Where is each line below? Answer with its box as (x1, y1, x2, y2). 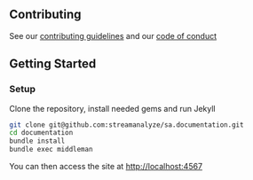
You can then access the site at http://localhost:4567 (9, 161, 202, 171)
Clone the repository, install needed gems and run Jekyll (9, 103, 216, 113)
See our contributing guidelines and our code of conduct (9, 30, 217, 41)
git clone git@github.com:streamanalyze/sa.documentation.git (9, 120, 244, 129)
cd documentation (9, 129, 74, 137)
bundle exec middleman (9, 145, 93, 154)
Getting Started (9, 57, 97, 72)
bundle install (9, 137, 66, 145)
